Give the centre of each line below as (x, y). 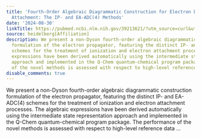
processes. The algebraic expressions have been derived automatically (94, 109)
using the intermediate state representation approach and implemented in (97, 116)
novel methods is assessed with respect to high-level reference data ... (94, 128)
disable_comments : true (36, 73)
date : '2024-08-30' (31, 23)
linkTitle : (20, 28)
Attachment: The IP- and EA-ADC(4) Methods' (68, 17)
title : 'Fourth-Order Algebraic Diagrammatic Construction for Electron (99, 12)
